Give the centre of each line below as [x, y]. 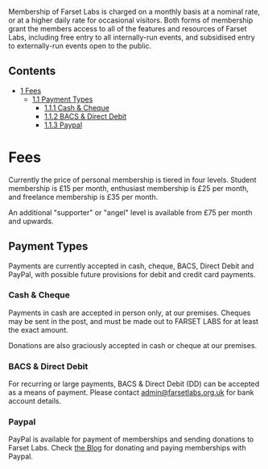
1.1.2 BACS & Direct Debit [85, 116]
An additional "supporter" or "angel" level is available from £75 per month [130, 212]
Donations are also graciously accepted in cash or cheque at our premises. [133, 345]
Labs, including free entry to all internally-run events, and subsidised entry [132, 37]
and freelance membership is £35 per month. [83, 197]
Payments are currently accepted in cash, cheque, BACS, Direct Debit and [131, 266]
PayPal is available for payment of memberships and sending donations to [131, 439]
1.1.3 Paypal [63, 125]
